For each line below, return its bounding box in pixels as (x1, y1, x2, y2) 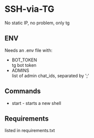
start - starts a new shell (11, 100, 62, 106)
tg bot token (11, 62, 36, 68)
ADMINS (11, 67, 30, 73)
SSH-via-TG (4, 3, 55, 15)
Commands (4, 87, 41, 95)
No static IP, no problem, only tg (4, 20, 70, 26)
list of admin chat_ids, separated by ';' (11, 73, 90, 79)
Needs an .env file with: (4, 47, 53, 53)
